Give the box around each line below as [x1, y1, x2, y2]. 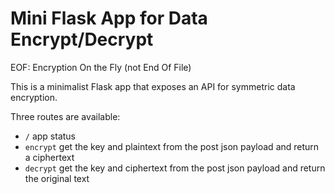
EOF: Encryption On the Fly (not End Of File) [10, 61, 192, 73]
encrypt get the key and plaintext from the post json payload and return [24, 140, 320, 152]
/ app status [24, 130, 76, 142]
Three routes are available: [10, 110, 121, 122]
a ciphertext [24, 151, 75, 163]
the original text [24, 172, 90, 184]
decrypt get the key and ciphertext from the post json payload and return [24, 162, 326, 174]
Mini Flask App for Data [10, 7, 208, 30]
